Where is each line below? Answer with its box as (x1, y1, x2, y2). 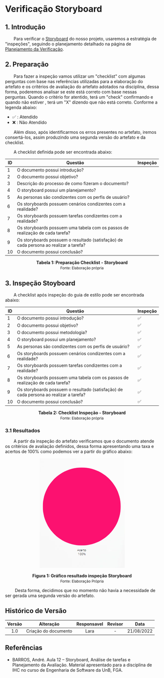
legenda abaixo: (5, 104, 38, 110)
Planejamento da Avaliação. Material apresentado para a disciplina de (12, 662, 152, 668)
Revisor (107, 621, 123, 627)
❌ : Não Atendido (12, 119, 47, 125)
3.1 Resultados (5, 427, 41, 434)
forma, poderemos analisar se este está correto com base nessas (5, 89, 137, 95)
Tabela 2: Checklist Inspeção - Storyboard (38, 409, 126, 416)
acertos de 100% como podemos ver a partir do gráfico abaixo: (5, 448, 133, 454)
